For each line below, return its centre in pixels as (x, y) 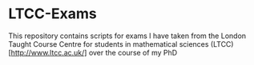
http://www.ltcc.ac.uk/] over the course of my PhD (94, 52)
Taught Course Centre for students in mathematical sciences (109, 44)
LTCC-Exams (53, 14)
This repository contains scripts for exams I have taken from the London (127, 36)
